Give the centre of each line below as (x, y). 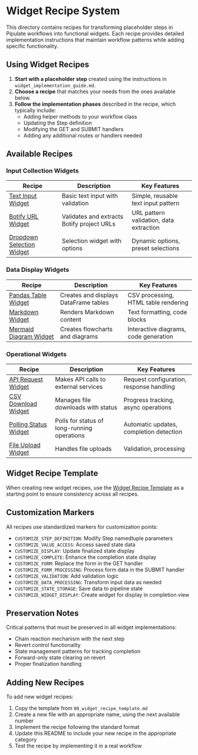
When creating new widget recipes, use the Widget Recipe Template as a (95, 487)
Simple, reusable (155, 196)
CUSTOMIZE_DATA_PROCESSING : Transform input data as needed (88, 582)
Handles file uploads (83, 449)
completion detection (153, 432)
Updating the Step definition (58, 123)
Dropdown (24, 237)
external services (79, 387)
